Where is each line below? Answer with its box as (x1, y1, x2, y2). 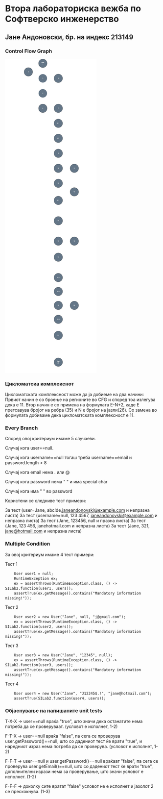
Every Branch (5, 424, 38, 431)
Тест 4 (5, 681, 19, 687)
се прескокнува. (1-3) (5, 789, 50, 795)
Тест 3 (5, 643, 19, 649)
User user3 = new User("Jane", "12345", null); (14, 652, 113, 657)
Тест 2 (5, 604, 19, 610)
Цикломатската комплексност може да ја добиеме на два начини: (5, 392, 144, 398)
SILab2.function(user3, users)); (5, 662, 73, 667)
